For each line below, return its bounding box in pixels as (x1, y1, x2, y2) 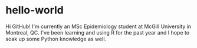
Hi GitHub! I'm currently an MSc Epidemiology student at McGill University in (5, 23, 192, 30)
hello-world (5, 4, 64, 17)
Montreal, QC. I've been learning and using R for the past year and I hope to (5, 29, 190, 36)
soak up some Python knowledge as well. (5, 35, 107, 42)
